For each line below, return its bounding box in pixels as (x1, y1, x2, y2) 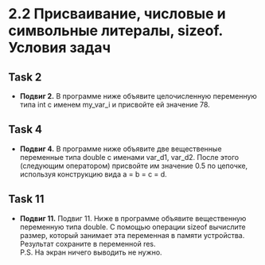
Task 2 (8, 70, 42, 84)
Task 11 (8, 193, 45, 206)
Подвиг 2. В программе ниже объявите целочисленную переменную (19, 92, 257, 100)
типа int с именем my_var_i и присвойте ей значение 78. (19, 100, 211, 109)
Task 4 (8, 123, 42, 136)
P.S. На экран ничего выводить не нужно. (19, 247, 162, 257)
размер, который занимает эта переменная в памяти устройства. (19, 230, 245, 240)
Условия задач (8, 39, 111, 57)
